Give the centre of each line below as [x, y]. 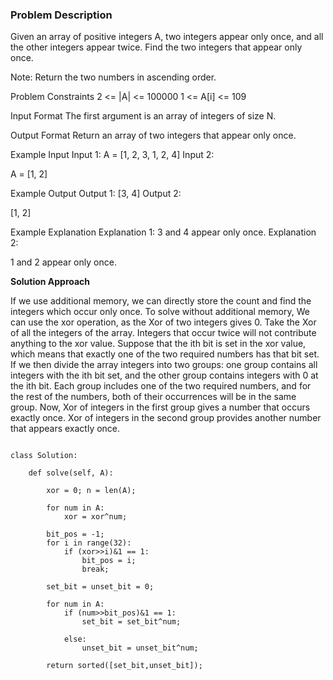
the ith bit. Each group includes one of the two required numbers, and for [161, 386]
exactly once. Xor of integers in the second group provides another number [166, 418]
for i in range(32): [89, 543]
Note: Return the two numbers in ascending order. [113, 77]
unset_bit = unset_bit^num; [140, 648]
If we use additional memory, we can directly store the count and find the [161, 301]
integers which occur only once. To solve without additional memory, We [160, 312]
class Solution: [44, 456]
